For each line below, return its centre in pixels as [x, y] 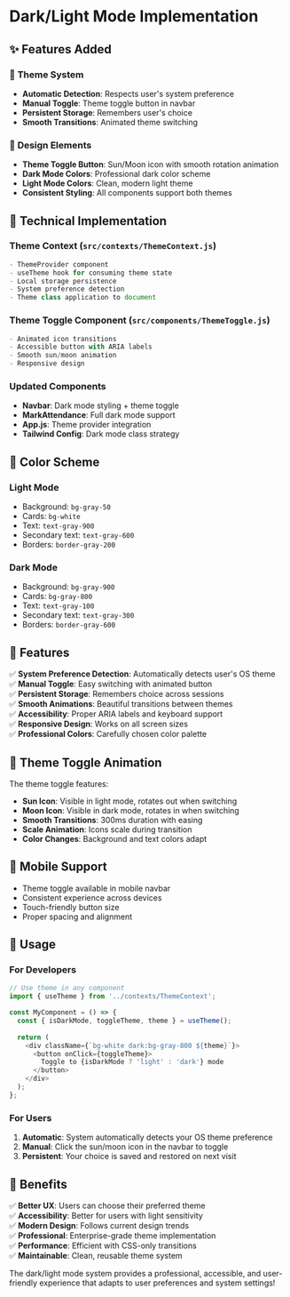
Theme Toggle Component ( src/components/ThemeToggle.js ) [140, 320]
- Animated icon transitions [63, 339]
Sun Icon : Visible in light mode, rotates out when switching [129, 801]
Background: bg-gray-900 [68, 587]
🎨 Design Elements [51, 145]
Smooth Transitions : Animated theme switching [110, 122]
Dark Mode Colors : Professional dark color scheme [116, 174]
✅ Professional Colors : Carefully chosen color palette [108, 734]
